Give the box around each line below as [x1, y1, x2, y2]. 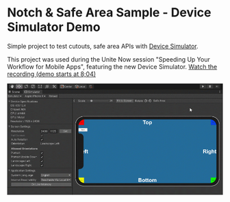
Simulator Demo [7, 19, 101, 35]
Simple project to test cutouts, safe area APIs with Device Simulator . [7, 42, 199, 50]
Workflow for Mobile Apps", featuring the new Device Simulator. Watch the [7, 62, 218, 71]
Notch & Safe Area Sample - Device [7, 5, 212, 21]
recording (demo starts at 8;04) [7, 70, 97, 78]
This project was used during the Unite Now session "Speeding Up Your [7, 55, 210, 63]
